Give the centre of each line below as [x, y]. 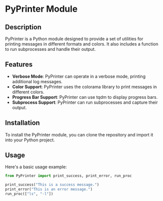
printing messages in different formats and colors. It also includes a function [82, 44]
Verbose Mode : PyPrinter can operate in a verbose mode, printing [79, 76]
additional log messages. [37, 81]
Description [23, 27]
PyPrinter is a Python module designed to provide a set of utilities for [74, 39]
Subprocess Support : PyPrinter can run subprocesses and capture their [85, 102]
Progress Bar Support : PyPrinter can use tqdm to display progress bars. [85, 97]
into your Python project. [30, 140]
